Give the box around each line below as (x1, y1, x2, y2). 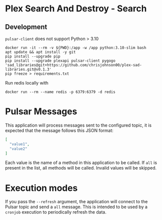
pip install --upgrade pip (5, 54, 61, 59)
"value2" (9, 146, 28, 151)
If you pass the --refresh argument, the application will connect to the (5, 199, 148, 205)
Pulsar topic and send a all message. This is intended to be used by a (5, 204, 148, 210)
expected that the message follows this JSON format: (5, 127, 114, 133)
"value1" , (9, 141, 30, 146)
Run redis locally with (5, 80, 49, 86)
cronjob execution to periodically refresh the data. (5, 209, 107, 215)
